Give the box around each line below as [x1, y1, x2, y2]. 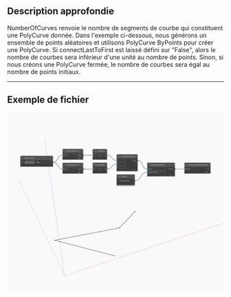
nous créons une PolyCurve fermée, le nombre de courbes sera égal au [7, 60, 210, 68]
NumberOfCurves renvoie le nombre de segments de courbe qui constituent [7, 23, 223, 32]
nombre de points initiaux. [7, 67, 81, 76]
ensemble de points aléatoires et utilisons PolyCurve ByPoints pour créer [7, 38, 214, 47]
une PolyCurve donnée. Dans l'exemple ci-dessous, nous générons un [7, 31, 207, 39]
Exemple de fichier [7, 94, 89, 106]
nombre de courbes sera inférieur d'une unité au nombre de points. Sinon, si [7, 53, 223, 61]
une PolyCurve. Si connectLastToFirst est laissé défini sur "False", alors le [7, 45, 216, 54]
